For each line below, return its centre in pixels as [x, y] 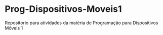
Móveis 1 [14, 28]
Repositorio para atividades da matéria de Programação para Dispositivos [81, 23]
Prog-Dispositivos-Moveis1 [63, 9]
